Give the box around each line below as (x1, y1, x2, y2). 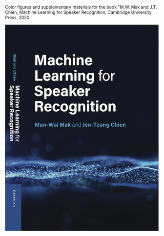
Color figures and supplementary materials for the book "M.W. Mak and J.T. (5, 4, 157, 10)
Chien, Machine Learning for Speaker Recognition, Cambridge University (5, 9, 152, 15)
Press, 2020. (5, 15, 31, 20)
